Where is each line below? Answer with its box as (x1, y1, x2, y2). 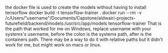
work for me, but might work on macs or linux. (5, 42, 102, 47)
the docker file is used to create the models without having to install (5, 5, 147, 10)
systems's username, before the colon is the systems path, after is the (5, 31, 152, 37)
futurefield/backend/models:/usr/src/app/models (5, 20, 107, 26)
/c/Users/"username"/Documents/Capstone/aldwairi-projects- (5, 15, 136, 21)
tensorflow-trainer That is (108, 20, 162, 26)
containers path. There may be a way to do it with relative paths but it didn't (5, 36, 163, 42)
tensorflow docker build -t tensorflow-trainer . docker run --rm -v (5, 10, 142, 16)
